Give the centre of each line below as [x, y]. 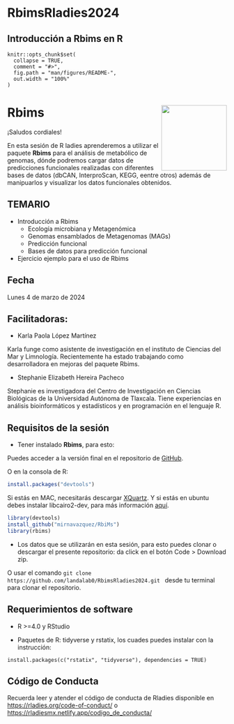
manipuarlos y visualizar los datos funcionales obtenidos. [89, 182]
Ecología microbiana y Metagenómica [82, 229]
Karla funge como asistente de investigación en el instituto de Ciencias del [114, 349]
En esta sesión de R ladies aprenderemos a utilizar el [83, 145]
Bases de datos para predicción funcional [87, 251]
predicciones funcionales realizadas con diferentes [81, 167]
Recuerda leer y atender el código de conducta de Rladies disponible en [111, 698]
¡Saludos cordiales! [35, 132]
